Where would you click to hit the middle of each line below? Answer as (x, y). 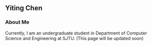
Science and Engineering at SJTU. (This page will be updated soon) (75, 38)
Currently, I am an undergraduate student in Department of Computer (76, 33)
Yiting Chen (24, 8)
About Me (17, 22)
